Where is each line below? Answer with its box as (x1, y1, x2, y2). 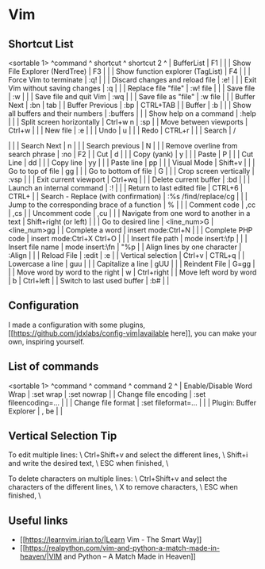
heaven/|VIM (19, 552, 62, 561)
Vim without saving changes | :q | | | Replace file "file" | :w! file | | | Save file (8, 83, 255, 93)
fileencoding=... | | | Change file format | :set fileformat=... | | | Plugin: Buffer (8, 398, 256, 407)
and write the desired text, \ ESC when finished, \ (8, 459, 169, 468)
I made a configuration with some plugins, (8, 320, 145, 329)
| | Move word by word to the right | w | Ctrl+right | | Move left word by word (8, 267, 257, 277)
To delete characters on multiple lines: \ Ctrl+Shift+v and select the (8, 474, 228, 483)
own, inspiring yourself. (8, 336, 85, 346)
